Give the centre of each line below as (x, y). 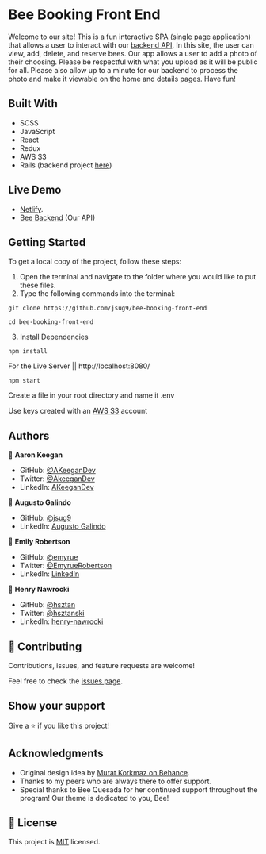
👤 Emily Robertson (39, 542)
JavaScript (37, 131)
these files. (38, 285)
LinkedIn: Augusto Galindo (63, 526)
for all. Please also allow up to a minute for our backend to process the (123, 70)
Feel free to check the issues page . (65, 681)
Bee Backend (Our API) (57, 217)
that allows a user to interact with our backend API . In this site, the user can (131, 44)
